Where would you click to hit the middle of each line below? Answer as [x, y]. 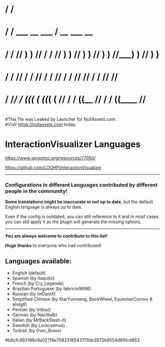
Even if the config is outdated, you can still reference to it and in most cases [82, 217]
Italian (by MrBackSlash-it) [39, 320]
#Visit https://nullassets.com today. [41, 125]
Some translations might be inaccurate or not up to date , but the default [79, 202]
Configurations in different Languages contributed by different [82, 185]
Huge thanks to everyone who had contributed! [53, 245]
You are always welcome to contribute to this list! [56, 236]
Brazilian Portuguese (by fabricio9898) [52, 289]
